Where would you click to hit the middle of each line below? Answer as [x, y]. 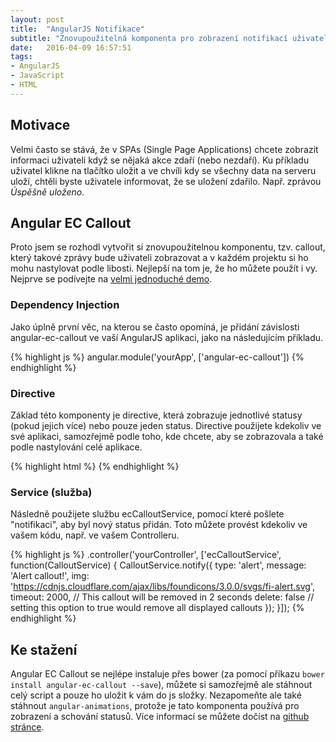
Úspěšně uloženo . [47, 192]
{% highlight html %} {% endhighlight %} [95, 466]
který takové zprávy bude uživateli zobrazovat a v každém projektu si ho [159, 258]
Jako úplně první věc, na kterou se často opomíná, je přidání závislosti [155, 327]
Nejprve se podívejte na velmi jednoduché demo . [111, 279]
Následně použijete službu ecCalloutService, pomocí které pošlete [147, 514]
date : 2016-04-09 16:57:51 [71, 47]
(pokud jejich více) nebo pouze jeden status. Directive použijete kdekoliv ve [166, 425]
